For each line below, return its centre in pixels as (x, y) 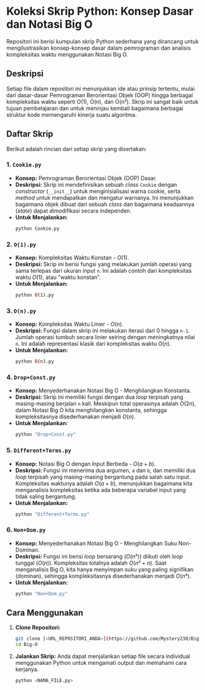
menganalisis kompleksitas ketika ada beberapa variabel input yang (100, 490)
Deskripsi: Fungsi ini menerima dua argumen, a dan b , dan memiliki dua (105, 470)
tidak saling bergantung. (46, 496)
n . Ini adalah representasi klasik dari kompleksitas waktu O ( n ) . (93, 344)
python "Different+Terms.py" (52, 514)
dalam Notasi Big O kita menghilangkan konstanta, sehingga (91, 410)
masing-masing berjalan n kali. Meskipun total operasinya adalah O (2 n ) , (106, 404)
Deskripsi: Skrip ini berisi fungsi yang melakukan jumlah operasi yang (103, 264)
